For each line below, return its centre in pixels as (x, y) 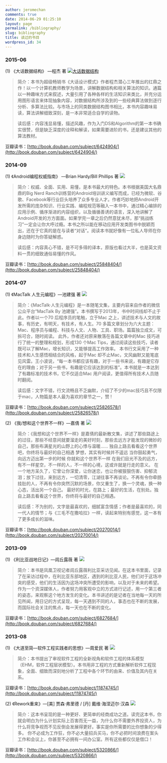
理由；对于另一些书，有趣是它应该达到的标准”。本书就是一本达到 (93, 367)
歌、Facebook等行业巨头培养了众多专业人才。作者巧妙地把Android (86, 199)
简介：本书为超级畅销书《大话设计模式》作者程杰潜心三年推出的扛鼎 (87, 82)
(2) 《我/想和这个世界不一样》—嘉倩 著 (45, 423)
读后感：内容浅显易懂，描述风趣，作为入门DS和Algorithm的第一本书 (87, 124)
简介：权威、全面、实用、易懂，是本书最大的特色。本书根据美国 (83, 187)
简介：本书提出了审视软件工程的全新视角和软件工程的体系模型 (81, 659)
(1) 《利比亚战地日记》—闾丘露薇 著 (42, 559)
